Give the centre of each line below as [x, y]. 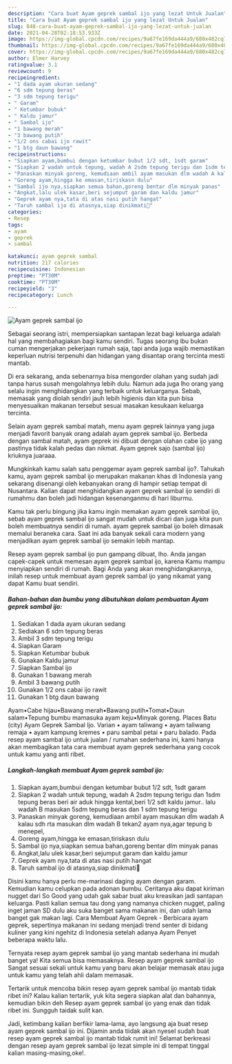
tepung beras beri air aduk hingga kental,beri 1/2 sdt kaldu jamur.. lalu [117, 802]
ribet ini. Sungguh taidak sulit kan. [56, 1010]
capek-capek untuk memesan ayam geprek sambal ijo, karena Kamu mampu [116, 561]
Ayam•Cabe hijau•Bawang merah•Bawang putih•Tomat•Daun [96, 711]
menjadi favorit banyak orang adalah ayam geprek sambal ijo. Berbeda [108, 434]
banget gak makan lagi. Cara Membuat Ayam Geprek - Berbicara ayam [108, 918]
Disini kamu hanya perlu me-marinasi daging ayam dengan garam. [102, 882]
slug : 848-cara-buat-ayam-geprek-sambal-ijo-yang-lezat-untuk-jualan [110, 26]
